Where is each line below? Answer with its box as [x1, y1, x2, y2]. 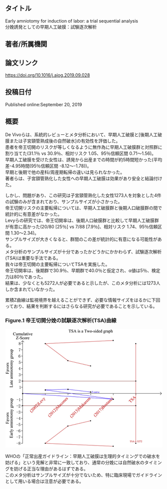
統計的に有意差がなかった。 [5, 211, 62, 217]
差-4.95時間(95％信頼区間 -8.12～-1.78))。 [5, 163, 92, 169]
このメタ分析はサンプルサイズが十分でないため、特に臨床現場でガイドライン [5, 472, 163, 478]
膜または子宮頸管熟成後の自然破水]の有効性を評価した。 [5, 138, 121, 144]
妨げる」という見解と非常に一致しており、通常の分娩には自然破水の [5, 459, 145, 465]
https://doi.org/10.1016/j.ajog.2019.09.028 [5, 72, 90, 78]
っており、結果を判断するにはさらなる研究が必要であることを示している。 [5, 303, 158, 309]
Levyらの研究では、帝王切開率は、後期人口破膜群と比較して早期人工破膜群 [5, 217, 160, 223]
